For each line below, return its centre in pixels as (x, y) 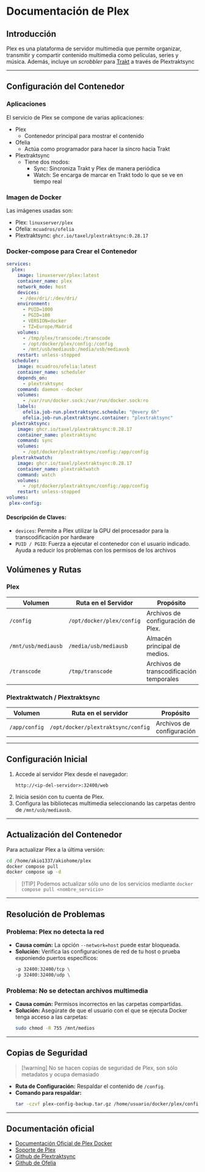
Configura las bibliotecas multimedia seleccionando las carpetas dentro (105, 803)
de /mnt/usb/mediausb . (43, 809)
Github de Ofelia (36, 1163)
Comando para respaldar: (48, 1092)
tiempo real (48, 181)
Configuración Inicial (47, 759)
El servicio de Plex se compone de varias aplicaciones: (75, 117)
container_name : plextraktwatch (58, 469)
